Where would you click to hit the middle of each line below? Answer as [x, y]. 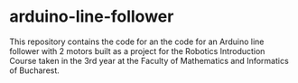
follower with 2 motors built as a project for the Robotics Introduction [137, 51]
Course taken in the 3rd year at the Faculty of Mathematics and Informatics [149, 60]
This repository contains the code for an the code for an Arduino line [137, 41]
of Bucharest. [35, 70]
